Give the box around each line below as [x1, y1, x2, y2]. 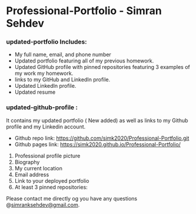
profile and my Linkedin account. [6, 123, 86, 130]
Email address [14, 171, 49, 178]
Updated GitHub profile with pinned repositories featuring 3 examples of [14, 64, 190, 71]
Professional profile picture [14, 152, 81, 159]
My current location [14, 164, 63, 172]
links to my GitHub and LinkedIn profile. [14, 76, 111, 83]
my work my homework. [14, 70, 74, 77]
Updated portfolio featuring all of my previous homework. [14, 57, 154, 64]
